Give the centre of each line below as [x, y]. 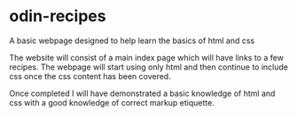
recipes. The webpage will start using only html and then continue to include [148, 67]
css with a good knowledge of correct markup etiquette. [112, 102]
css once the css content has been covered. [90, 76]
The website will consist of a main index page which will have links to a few [146, 57]
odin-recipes [58, 16]
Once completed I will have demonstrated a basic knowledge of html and [142, 93]
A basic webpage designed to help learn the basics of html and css [132, 40]
